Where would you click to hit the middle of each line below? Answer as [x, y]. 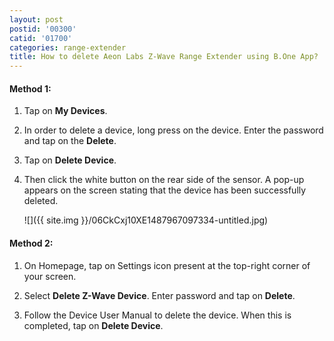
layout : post [36, 19]
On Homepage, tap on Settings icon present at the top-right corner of [167, 265]
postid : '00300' [43, 29]
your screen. [50, 276]
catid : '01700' [41, 38]
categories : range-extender [68, 47]
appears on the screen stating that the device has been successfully [165, 190]
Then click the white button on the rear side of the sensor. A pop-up [164, 180]
